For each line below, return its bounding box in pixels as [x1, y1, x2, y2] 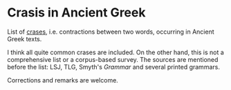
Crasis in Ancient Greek [7, 5, 146, 21]
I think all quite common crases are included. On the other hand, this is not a [7, 48, 225, 56]
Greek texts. [7, 34, 42, 43]
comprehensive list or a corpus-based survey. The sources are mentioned [7, 55, 219, 63]
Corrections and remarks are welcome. [7, 76, 119, 84]
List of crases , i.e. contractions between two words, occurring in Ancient [7, 27, 214, 36]
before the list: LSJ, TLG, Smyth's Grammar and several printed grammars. [7, 63, 220, 71]
